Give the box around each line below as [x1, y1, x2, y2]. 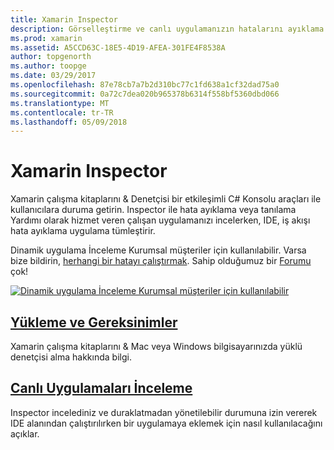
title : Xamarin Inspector [10, 14, 118, 25]
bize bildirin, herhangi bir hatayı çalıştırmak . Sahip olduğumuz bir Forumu [10, 255, 312, 267]
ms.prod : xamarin [10, 33, 83, 43]
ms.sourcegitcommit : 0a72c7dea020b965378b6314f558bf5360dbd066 [10, 89, 280, 99]
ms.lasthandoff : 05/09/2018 [10, 117, 128, 127]
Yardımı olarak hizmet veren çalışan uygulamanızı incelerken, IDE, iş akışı [10, 214, 311, 226]
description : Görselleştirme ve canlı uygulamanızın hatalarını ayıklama [10, 24, 325, 34]
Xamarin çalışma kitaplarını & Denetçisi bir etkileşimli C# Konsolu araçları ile [10, 193, 322, 205]
